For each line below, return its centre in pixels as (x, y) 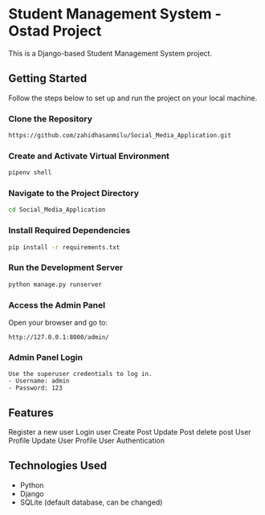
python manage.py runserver (55, 284)
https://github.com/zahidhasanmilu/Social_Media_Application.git (120, 136)
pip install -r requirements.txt (64, 247)
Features (31, 413)
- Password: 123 (35, 388)
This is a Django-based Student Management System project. (110, 53)
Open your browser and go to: (58, 322)
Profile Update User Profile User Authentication (87, 441)
